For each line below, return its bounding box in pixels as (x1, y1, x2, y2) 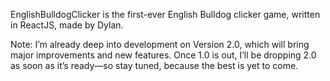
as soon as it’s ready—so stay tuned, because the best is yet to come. (10, 60, 299, 71)
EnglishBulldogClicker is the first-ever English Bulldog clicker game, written (10, 9, 321, 20)
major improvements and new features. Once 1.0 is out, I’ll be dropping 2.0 (10, 49, 317, 61)
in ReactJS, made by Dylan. (10, 19, 124, 31)
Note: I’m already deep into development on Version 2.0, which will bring (10, 39, 310, 50)
